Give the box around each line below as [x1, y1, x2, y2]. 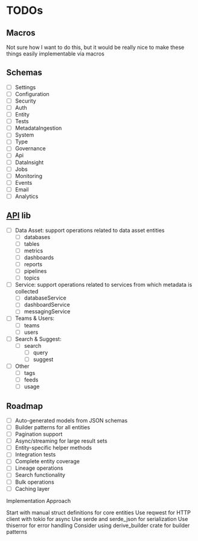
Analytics [14, 193, 39, 200]
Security [14, 97, 36, 104]
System [14, 131, 34, 139]
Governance [14, 145, 46, 152]
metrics [24, 247, 43, 254]
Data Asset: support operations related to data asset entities [14, 226, 165, 234]
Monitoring [14, 172, 42, 179]
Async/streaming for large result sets [14, 437, 107, 444]
